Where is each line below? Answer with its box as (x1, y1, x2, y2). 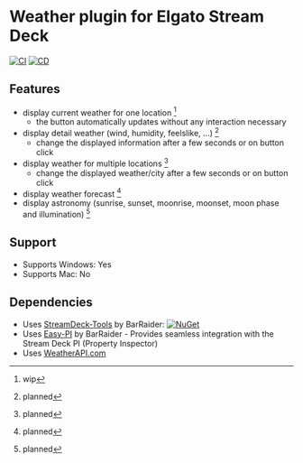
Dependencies (9, 295, 93, 310)
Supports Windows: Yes (22, 259, 112, 270)
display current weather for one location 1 (22, 106, 178, 118)
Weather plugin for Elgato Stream (9, 6, 264, 27)
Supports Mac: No (22, 268, 91, 279)
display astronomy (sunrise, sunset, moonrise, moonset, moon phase (22, 198, 280, 208)
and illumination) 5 (22, 208, 91, 220)
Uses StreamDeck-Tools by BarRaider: (22, 319, 165, 329)
